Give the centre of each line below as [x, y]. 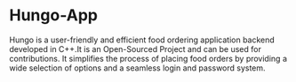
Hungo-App [54, 15]
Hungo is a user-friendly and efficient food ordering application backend [142, 40]
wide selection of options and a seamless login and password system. [137, 68]
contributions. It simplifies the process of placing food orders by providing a [148, 58]
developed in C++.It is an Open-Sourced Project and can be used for [136, 48]
